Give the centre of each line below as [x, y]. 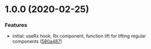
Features [16, 25]
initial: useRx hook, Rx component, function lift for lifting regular [79, 36]
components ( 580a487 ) [37, 41]
